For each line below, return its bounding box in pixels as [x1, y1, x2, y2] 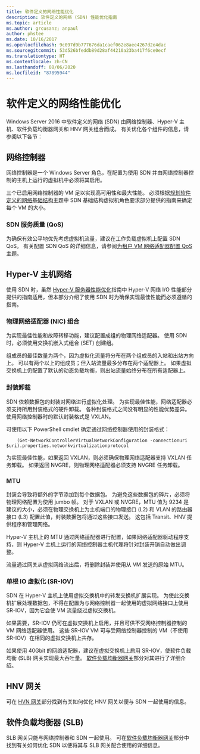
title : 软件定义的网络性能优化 [6, 8, 74, 15]
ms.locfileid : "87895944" [6, 70, 70, 76]
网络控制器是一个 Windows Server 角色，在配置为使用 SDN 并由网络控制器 [6, 169, 189, 176]
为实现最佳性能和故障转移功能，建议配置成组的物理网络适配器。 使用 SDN [6, 332, 187, 339]
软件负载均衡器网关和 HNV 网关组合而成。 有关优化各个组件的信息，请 [16, 126, 189, 133]
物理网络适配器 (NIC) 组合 [6, 317, 80, 325]
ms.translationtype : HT [6, 53, 65, 59]
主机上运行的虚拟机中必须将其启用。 [16, 176, 105, 184]
